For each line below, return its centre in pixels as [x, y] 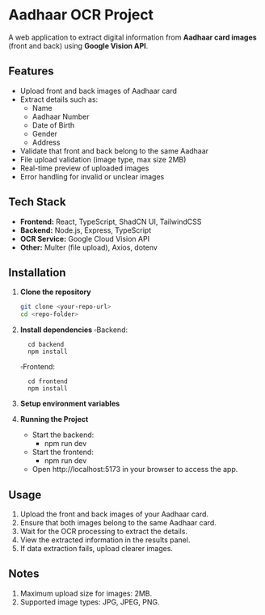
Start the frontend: [63, 452]
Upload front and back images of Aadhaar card [99, 91]
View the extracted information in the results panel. [105, 540]
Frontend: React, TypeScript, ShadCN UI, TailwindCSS [111, 221]
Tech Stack [37, 202]
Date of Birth [53, 125]
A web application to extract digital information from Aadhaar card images [132, 37]
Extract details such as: [59, 99]
